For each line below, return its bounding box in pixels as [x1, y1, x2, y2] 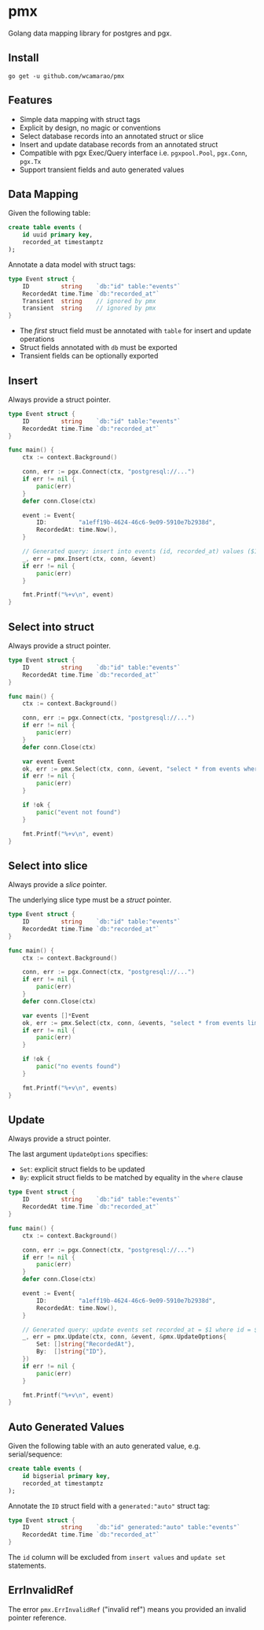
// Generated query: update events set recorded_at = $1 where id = [22, 1326, 251, 1334]
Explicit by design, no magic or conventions [19, 123, 161, 132]
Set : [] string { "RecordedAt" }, [36, 1340, 135, 1349]
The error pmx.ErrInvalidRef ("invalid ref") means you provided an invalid [8, 1604, 247, 1613]
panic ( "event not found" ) [36, 808, 122, 816]
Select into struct [8, 620, 94, 633]
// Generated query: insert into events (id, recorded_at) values [22, 548, 244, 555]
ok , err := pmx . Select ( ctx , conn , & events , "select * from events [22, 1019, 244, 1027]
